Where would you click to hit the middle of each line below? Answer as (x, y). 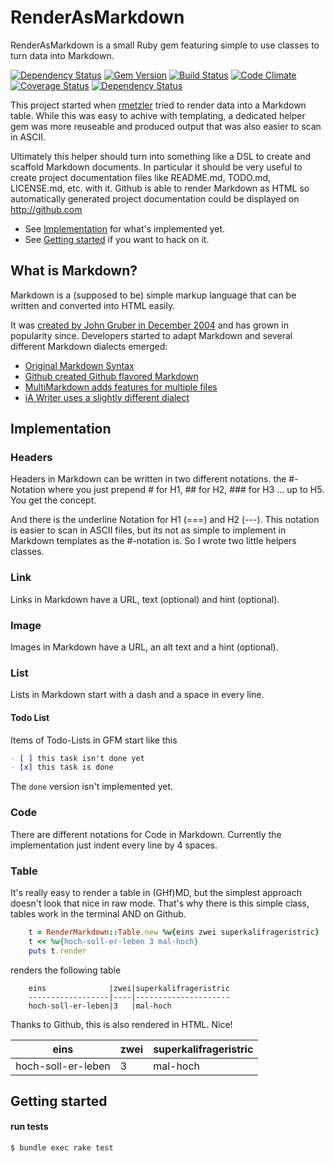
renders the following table (66, 970)
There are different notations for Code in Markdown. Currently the (146, 834)
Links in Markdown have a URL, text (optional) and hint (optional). (145, 599)
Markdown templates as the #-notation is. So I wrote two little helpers (153, 541)
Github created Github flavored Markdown (111, 376)
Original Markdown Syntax (79, 365)
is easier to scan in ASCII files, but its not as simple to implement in (148, 530)
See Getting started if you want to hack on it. (117, 239)
